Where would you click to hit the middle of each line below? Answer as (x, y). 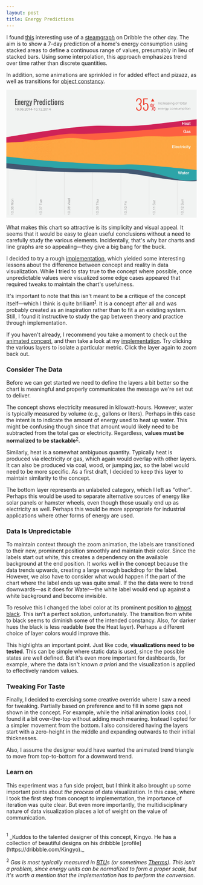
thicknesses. (22, 738)
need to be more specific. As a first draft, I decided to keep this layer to (95, 471)
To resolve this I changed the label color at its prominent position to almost (99, 608)
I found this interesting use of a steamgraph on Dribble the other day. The (98, 37)
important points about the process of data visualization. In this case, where (101, 792)
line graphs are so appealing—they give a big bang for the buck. (86, 247)
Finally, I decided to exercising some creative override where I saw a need (98, 700)
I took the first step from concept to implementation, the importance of (94, 798)
